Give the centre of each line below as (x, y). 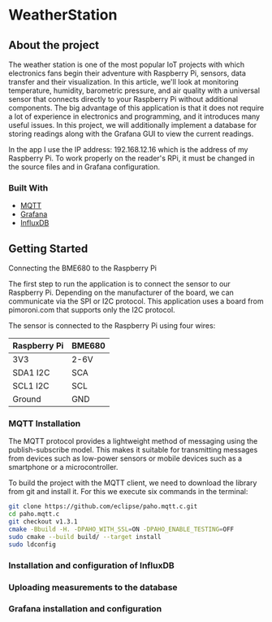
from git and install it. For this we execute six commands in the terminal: (128, 492)
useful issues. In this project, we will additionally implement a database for (133, 125)
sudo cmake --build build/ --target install (85, 537)
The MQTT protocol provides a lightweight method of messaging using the (133, 441)
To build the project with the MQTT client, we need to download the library (133, 483)
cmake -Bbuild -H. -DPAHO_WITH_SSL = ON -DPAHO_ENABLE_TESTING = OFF (121, 530)
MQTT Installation (45, 423)
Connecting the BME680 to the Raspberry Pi (82, 268)
